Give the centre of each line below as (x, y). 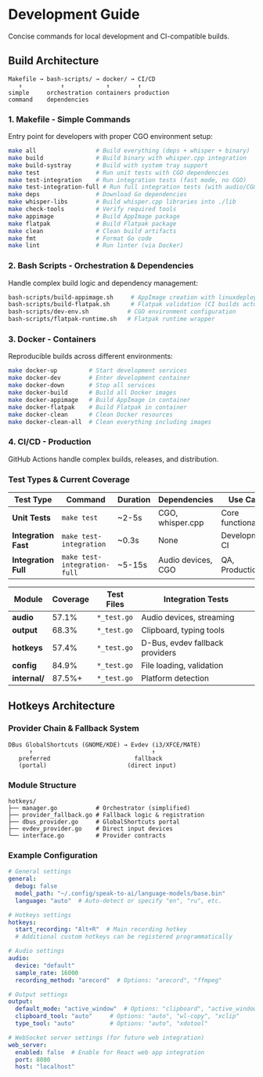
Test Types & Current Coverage (69, 479)
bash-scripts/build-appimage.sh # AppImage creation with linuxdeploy (133, 297)
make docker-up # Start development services (98, 371)
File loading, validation (182, 665)
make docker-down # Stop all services (82, 385)
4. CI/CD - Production (50, 442)
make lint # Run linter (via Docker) (96, 246)
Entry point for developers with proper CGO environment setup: (110, 137)
